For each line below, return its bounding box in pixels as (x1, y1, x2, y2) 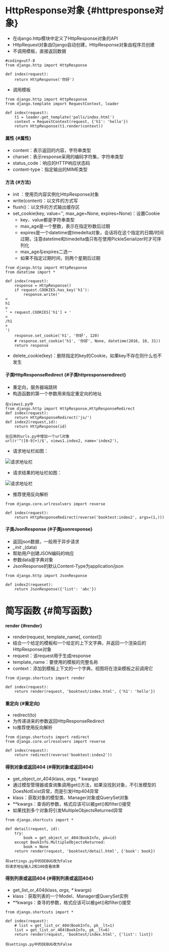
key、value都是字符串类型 (20, 217, 75, 223)
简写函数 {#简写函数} (5, 605, 93, 616)
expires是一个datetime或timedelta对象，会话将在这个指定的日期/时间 (20, 230, 164, 236)
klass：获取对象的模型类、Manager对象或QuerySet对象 (12, 794, 129, 800)
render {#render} (5, 622, 43, 629)
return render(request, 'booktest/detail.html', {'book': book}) (14, 848, 156, 854)
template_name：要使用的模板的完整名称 (12, 659, 98, 665)
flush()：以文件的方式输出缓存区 (12, 204, 80, 210)
